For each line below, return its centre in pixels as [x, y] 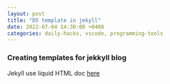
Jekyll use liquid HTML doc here [54, 73]
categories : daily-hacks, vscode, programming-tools [85, 33]
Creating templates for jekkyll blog [67, 58]
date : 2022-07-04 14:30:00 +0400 [56, 27]
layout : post [26, 14]
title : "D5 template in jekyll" [54, 20]
